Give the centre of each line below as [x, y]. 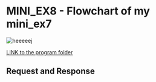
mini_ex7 [29, 24]
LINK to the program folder [40, 52]
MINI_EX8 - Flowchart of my [78, 11]
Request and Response [51, 71]
